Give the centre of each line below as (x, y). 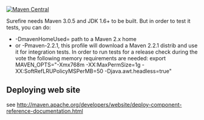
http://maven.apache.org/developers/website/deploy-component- (99, 104)
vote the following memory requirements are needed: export (90, 58)
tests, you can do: (29, 27)
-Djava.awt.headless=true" (138, 71)
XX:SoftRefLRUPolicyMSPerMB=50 (59, 71)
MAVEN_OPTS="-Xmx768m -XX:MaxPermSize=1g (78, 65)
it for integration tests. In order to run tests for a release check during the (107, 52)
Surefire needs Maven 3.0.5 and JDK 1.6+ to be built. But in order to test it (98, 21)
